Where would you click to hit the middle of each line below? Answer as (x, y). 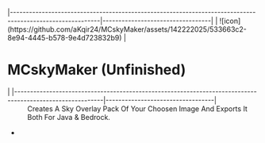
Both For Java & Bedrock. (69, 117)
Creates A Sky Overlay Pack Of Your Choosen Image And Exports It (137, 108)
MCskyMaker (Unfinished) (97, 70)
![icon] (230, 21)
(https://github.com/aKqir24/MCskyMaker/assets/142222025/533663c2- (127, 29)
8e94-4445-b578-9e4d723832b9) (65, 38)
